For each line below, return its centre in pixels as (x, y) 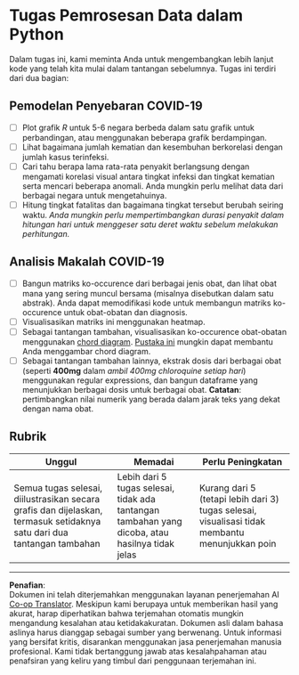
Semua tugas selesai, (58, 488)
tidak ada (136, 499)
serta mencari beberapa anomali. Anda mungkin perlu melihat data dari (153, 186)
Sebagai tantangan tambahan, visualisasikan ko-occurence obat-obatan (154, 331)
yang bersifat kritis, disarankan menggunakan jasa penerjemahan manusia (145, 641)
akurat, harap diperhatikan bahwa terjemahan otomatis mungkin (126, 613)
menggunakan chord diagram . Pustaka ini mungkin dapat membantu (148, 342)
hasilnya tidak (146, 543)
